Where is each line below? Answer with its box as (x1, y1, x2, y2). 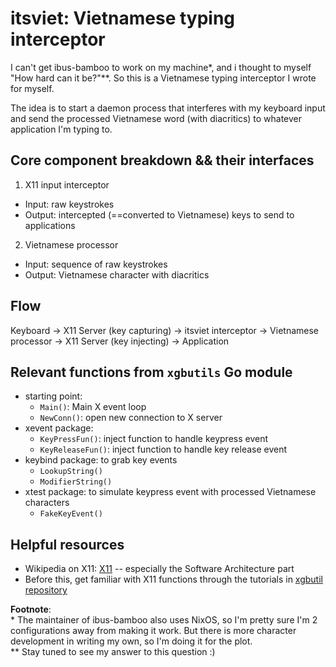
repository (24, 584, 68, 596)
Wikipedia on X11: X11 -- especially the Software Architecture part (24, 563, 295, 575)
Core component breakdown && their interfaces (10, 152, 315, 169)
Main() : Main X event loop (39, 401, 147, 413)
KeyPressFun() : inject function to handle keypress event (39, 433, 269, 445)
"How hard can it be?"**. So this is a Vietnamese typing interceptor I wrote (10, 72, 317, 84)
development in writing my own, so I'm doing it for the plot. (10, 635, 253, 647)
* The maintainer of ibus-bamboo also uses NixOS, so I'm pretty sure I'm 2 (10, 614, 318, 626)
